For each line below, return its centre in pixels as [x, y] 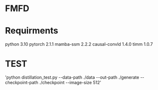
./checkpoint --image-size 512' [70, 83]
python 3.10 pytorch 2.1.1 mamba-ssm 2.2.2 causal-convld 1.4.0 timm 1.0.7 [79, 44]
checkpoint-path [22, 83]
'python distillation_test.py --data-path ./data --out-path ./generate [72, 77]
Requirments [32, 31]
